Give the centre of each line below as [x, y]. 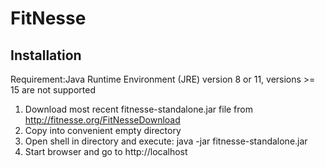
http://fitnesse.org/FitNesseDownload [102, 120]
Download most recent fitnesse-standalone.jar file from [139, 109]
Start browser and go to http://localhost [106, 151]
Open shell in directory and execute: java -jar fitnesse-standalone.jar [166, 141]
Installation [46, 55]
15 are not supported [53, 90]
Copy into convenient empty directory [103, 130]
